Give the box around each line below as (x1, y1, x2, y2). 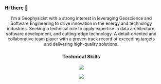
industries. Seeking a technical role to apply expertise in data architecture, (6, 26, 156, 32)
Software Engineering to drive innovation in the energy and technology (10, 20, 152, 26)
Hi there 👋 (4, 4, 29, 11)
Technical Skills (62, 53, 101, 60)
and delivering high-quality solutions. (44, 41, 119, 47)
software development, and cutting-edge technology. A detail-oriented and (6, 31, 157, 37)
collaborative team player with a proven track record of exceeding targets (7, 36, 155, 42)
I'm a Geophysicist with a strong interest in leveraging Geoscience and (10, 16, 152, 21)
